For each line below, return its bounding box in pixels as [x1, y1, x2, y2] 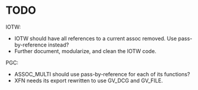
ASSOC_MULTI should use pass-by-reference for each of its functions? [14, 70, 190, 77]
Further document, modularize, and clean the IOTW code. [14, 47, 157, 54]
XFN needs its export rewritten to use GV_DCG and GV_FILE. [14, 77, 163, 84]
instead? [48, 41, 69, 48]
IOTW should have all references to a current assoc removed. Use [14, 35, 177, 42]
